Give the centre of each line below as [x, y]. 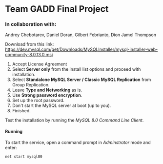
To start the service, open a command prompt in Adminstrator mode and [78, 142]
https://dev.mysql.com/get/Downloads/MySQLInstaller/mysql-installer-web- [81, 49]
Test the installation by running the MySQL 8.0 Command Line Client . [74, 120]
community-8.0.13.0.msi [29, 55]
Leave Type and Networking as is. [47, 90]
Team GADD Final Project [57, 9]
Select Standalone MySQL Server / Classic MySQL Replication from [81, 80]
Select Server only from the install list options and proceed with [76, 69]
